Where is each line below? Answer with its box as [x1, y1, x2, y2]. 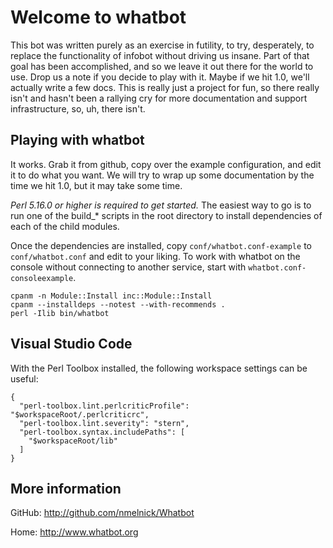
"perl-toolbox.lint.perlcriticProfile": [19, 401, 190, 411]
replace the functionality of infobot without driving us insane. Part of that [10, 49, 310, 61]
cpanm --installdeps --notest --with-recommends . [10, 299, 226, 310]
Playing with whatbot [10, 132, 145, 149]
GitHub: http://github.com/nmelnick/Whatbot [10, 507, 195, 519]
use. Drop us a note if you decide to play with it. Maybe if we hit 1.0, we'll [10, 71, 310, 83]
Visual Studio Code [10, 336, 133, 353]
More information [10, 480, 122, 497]
